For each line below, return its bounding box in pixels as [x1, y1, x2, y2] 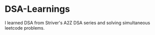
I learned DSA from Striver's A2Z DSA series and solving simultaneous [5, 20, 150, 26]
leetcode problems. [5, 25, 45, 31]
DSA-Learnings [5, 3, 70, 15]
